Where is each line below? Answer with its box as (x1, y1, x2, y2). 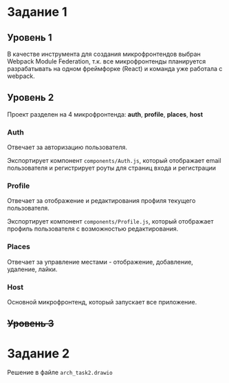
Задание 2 (7, 346, 70, 361)
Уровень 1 (7, 32, 52, 43)
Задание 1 (7, 4, 67, 20)
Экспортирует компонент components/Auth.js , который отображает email (7, 157, 221, 165)
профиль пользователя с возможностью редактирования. (7, 225, 179, 233)
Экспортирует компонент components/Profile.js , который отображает (7, 217, 215, 226)
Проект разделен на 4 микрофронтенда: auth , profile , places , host (7, 110, 204, 118)
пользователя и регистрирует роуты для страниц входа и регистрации (7, 164, 217, 173)
